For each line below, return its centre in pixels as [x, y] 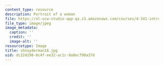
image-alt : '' [24, 42]
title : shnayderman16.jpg [31, 50]
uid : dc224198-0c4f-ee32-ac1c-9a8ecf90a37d [50, 55]
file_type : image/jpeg [28, 23]
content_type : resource [29, 10]
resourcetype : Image [26, 46]
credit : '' [20, 37]
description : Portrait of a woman [40, 14]
